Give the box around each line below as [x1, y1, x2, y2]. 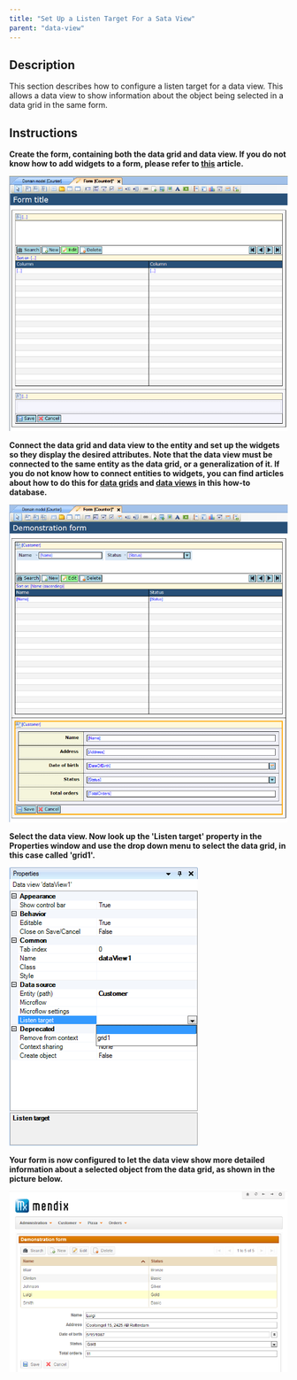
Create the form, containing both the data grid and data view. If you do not [9, 149, 286, 159]
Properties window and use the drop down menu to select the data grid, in [9, 841, 286, 852]
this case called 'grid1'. [9, 850, 95, 860]
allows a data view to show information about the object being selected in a [9, 90, 285, 101]
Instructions [9, 125, 78, 141]
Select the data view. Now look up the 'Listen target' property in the [9, 831, 263, 842]
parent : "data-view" [9, 23, 86, 33]
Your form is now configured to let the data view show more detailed [9, 1155, 265, 1166]
